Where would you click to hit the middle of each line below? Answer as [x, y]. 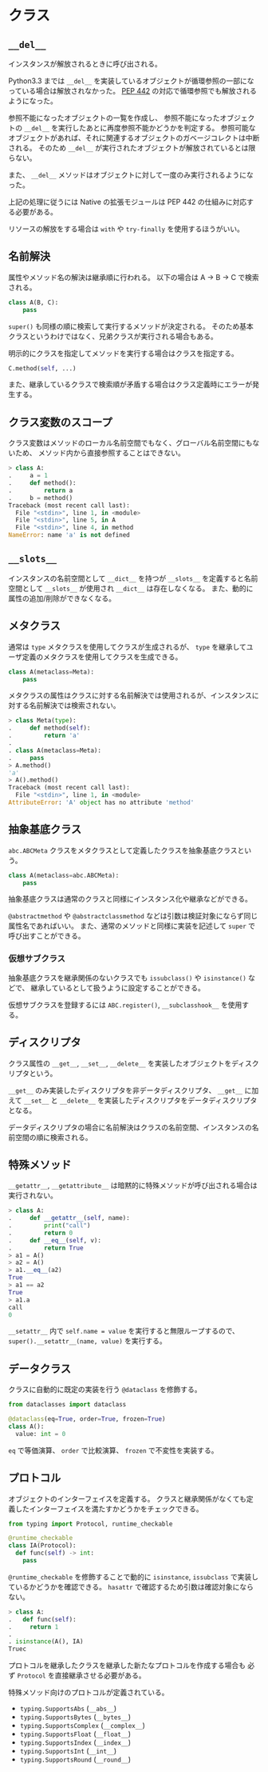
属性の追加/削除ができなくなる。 [62, 598]
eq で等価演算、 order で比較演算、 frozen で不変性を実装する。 [113, 1450]
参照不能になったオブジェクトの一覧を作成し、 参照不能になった [114, 118]
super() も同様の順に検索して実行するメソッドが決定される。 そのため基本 [131, 326]
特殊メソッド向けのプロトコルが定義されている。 [89, 1693]
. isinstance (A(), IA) [46, 1642]
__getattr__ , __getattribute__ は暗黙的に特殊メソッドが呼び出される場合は [133, 1186]
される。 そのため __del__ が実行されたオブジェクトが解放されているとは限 [132, 148]
